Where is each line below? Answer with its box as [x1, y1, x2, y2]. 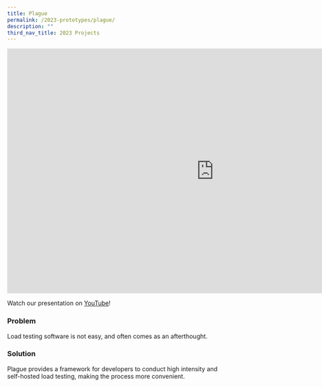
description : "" [7, 23, 54, 30]
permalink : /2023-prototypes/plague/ [7, 17, 116, 23]
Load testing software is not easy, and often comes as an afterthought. [7, 332, 208, 340]
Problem [7, 316, 36, 326]
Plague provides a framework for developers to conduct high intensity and [7, 364, 218, 373]
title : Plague [7, 10, 48, 17]
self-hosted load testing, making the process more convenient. [7, 372, 185, 380]
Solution [7, 349, 36, 359]
